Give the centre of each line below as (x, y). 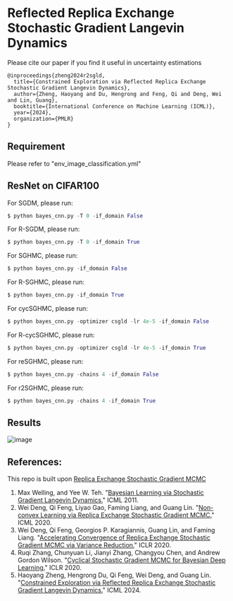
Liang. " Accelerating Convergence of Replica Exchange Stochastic (114, 537)
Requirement (36, 147)
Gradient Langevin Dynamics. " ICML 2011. (78, 500)
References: (34, 462)
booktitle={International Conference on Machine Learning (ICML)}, (115, 106)
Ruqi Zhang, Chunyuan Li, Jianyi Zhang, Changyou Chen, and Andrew (119, 553)
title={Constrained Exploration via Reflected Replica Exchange (110, 82)
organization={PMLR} (44, 119)
